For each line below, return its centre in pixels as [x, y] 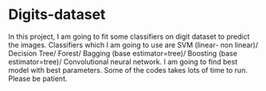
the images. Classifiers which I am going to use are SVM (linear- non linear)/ [133, 44]
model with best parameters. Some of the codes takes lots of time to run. [128, 70]
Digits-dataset [57, 15]
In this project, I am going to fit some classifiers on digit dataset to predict [129, 36]
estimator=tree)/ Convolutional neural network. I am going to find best [123, 62]
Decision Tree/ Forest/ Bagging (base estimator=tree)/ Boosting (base [123, 53]
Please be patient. [38, 78]
